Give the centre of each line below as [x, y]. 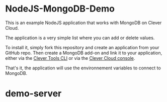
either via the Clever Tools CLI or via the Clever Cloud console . [70, 58]
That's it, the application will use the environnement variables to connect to [83, 68]
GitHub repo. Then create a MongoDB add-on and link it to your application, [84, 53]
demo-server [33, 94]
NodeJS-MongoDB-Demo [60, 9]
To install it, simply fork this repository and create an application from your [82, 47]
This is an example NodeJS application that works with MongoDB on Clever [83, 23]
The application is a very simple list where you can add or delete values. [80, 38]
